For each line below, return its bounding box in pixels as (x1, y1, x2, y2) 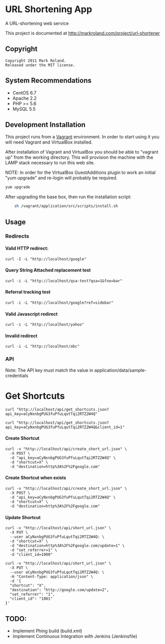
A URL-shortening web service (5, 20, 69, 26)
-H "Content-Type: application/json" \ (10, 574, 94, 579)
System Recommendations (5, 76, 92, 85)
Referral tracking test (5, 289, 51, 295)
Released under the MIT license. (5, 62, 75, 68)
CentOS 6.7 (12, 89, 37, 96)
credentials (5, 373, 29, 379)
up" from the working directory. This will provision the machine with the (5, 154, 153, 160)
